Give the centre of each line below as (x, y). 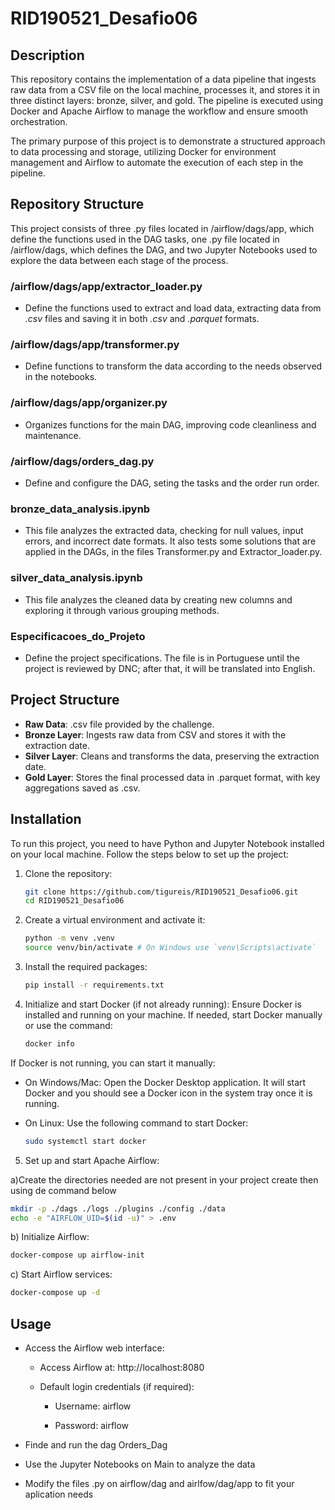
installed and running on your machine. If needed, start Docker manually (173, 1014)
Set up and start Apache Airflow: (92, 1160)
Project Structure (65, 700)
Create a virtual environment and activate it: (115, 920)
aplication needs (59, 1494)
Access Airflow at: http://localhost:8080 (122, 1367)
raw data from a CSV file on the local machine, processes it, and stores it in (165, 90)
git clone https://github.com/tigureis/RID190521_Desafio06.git (161, 892)
